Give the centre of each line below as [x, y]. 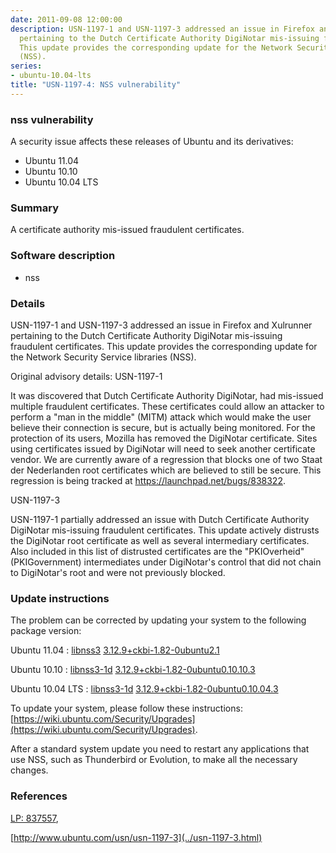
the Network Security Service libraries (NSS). [103, 357]
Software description [63, 256]
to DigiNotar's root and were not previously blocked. [118, 572]
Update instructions [60, 598]
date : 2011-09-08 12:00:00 [66, 19]
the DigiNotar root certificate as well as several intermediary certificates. [160, 540]
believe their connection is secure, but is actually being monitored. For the [163, 427]
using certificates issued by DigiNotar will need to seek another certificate [163, 448]
